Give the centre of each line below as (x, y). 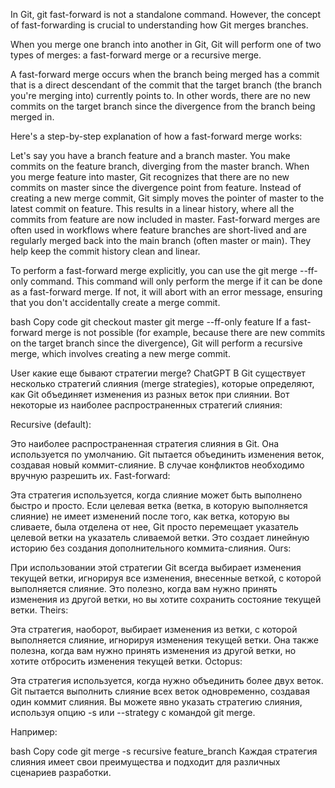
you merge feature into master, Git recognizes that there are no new (150, 177)
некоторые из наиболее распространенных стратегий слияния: (146, 405)
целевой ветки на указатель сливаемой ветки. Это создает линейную (160, 537)
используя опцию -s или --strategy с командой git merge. (133, 712)
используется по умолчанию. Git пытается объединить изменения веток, (167, 454)
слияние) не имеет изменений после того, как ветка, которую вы (150, 516)
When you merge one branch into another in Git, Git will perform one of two (166, 44)
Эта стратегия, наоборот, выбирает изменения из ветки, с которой (154, 629)
